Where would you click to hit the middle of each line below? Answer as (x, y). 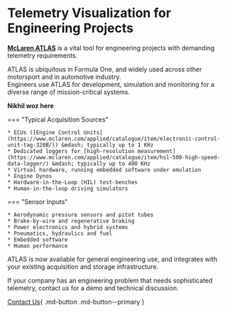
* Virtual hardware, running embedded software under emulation (104, 170)
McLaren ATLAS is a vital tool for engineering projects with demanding (111, 48)
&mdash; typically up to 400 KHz (101, 164)
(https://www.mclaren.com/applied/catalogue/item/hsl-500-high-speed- (114, 157)
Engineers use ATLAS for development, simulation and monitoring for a (111, 84)
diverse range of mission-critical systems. (69, 92)
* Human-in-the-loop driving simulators (68, 189)
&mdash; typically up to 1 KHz (107, 145)
